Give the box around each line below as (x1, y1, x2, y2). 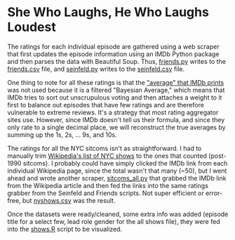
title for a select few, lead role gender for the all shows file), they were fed (7, 217, 220, 225)
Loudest (7, 19, 56, 35)
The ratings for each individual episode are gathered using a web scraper (7, 42, 220, 51)
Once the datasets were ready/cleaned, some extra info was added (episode (7, 210, 229, 218)
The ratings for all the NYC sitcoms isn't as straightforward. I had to (7, 144, 202, 152)
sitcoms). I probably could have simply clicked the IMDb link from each (22, 159, 228, 167)
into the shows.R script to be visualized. (7, 225, 123, 233)
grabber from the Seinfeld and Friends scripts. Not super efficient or (7, 189, 205, 197)
